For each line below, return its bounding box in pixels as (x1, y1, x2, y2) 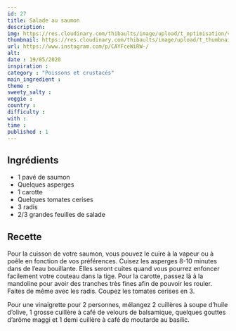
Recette (7, 230, 42, 243)
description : (7, 23, 46, 30)
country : (7, 102, 37, 109)
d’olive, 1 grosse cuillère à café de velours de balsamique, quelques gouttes (7, 308, 226, 316)
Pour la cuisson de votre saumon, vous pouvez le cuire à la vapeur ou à (7, 249, 214, 258)
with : (7, 115, 27, 122)
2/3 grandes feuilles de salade (17, 211, 105, 219)
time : (7, 121, 27, 129)
